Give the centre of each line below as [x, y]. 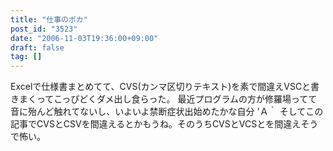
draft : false [37, 47]
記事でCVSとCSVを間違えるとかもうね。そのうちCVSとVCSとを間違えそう [164, 124]
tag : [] [26, 57]
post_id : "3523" [44, 29]
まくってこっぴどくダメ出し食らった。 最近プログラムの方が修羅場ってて [168, 99]
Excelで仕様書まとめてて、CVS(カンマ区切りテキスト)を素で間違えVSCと [161, 87]
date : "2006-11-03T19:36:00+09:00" [84, 38]
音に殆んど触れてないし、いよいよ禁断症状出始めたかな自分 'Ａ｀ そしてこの [167, 112]
